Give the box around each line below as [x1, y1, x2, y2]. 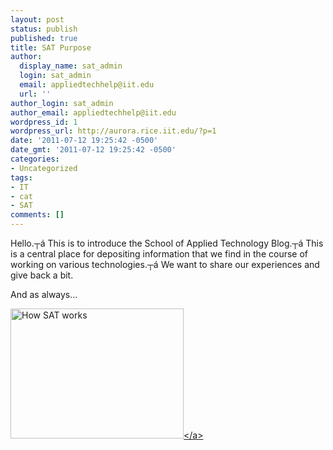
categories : [10, 154, 60, 164]
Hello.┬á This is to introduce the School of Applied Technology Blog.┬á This [10, 237, 324, 249]
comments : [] [10, 210, 65, 220]
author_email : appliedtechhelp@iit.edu [10, 107, 177, 118]
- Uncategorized [10, 163, 78, 173]
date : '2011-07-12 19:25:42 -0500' [10, 136, 159, 146]
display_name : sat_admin [19, 61, 123, 71]
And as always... [10, 289, 78, 300]
